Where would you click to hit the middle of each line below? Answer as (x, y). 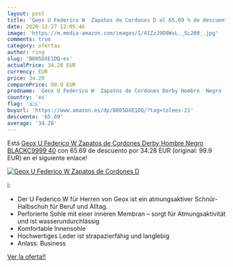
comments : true (29, 40)
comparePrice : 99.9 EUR (42, 85)
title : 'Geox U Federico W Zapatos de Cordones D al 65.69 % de (103, 20)
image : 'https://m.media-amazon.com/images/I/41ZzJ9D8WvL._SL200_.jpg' (113, 33)
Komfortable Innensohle (51, 228)
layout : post (26, 14)
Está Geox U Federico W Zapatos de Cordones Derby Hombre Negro (105, 143)
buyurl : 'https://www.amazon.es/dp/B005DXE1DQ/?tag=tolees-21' (101, 110)
